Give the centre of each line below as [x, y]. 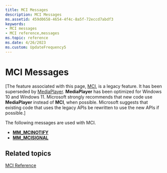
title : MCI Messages [27, 10]
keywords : [16, 24]
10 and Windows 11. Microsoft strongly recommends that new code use [79, 97]
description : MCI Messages [33, 15]
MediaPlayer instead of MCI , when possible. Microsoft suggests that [77, 102]
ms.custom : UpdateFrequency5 [36, 47]
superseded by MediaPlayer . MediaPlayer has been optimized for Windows [83, 92]
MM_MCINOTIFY [30, 132]
